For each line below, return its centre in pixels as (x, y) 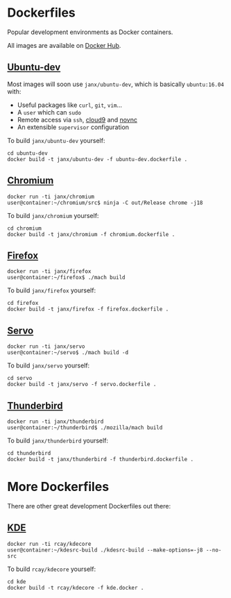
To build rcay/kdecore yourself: (51, 569)
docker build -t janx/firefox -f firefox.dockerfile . (88, 309)
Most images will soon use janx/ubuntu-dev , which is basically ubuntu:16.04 (115, 84)
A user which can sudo (49, 112)
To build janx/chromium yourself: (53, 215)
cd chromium (24, 228)
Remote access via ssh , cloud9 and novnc (77, 119)
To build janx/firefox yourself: (51, 290)
